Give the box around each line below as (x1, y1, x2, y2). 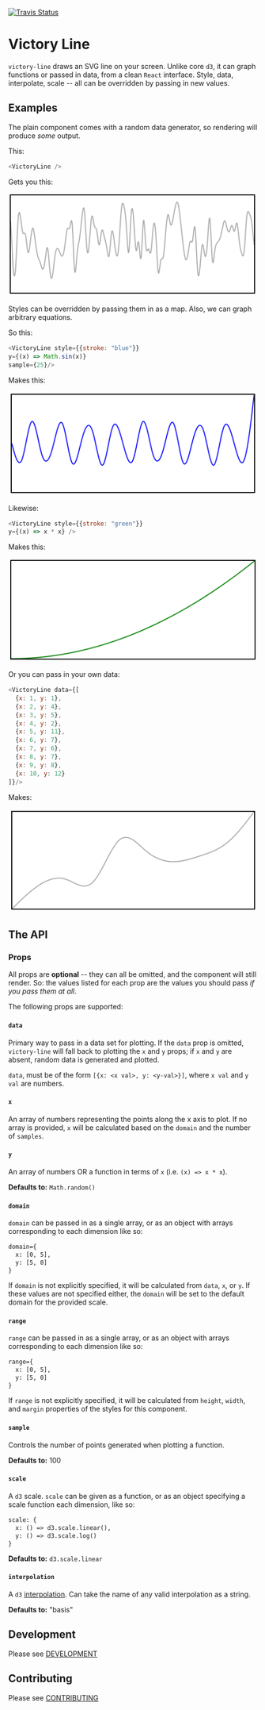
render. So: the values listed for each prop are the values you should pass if (8, 978, 255, 988)
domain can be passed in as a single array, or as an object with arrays (8, 1218, 233, 1228)
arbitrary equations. (8, 313, 73, 322)
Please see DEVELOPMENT (8, 1649, 98, 1658)
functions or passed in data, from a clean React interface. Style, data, (8, 70, 233, 79)
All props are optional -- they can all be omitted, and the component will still (8, 970, 257, 979)
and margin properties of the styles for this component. (8, 1405, 187, 1414)
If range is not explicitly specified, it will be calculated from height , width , (8, 1396, 246, 1405)
